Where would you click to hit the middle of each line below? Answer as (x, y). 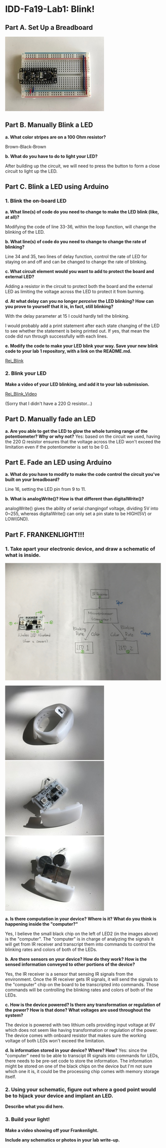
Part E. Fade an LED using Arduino (59, 462)
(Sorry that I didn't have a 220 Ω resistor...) (49, 404)
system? (14, 1015)
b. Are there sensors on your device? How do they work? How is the (76, 959)
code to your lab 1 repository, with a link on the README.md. (68, 351)
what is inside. (23, 555)
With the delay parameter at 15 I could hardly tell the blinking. (67, 316)
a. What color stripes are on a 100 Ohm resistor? (56, 137)
